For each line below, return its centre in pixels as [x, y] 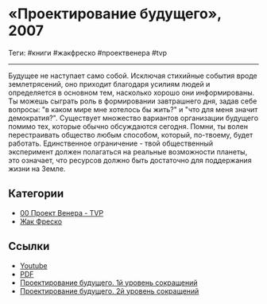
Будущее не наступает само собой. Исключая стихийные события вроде [133, 76]
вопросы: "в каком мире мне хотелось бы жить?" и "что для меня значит [133, 109]
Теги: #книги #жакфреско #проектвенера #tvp [88, 53]
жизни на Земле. [37, 169]
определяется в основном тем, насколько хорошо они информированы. [132, 92]
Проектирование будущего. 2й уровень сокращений [109, 290]
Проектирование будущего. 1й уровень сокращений [108, 283]
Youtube [33, 265]
